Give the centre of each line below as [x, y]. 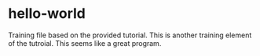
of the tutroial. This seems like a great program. [85, 43]
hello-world [47, 14]
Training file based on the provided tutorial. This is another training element [130, 35]
